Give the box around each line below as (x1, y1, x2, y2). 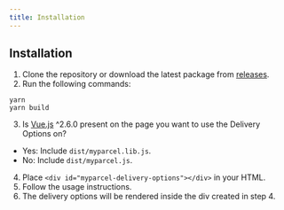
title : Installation (9, 12, 86, 22)
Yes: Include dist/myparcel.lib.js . (21, 145, 152, 156)
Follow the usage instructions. (21, 182, 132, 192)
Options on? (21, 128, 67, 139)
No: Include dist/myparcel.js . (21, 155, 133, 166)
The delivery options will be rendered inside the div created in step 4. (21, 191, 276, 202)
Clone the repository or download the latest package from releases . (21, 69, 270, 80)
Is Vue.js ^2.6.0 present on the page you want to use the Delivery (21, 119, 261, 129)
